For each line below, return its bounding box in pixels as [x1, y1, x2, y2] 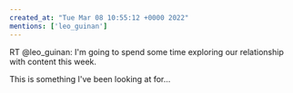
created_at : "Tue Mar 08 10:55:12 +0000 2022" [9, 13, 189, 23]
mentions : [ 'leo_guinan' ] [9, 22, 107, 31]
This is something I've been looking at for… [9, 73, 171, 84]
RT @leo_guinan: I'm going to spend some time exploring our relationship [9, 46, 284, 57]
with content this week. [9, 56, 97, 67]
